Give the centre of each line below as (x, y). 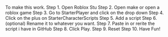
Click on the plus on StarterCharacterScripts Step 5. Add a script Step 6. (81, 18)
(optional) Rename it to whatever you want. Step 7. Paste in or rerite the (80, 23)
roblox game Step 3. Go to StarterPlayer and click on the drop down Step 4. (85, 13)
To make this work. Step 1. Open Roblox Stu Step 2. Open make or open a (82, 7)
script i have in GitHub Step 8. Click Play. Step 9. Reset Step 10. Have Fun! (83, 29)
